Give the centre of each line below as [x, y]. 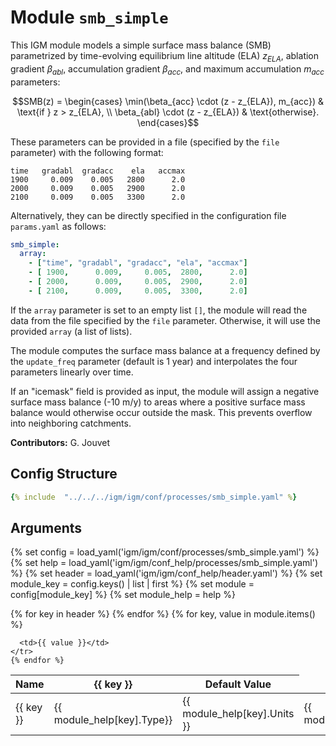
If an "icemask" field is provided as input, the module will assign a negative [165, 391]
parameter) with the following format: [87, 152]
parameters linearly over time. [72, 372]
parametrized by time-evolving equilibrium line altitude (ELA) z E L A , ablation [165, 56]
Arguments [46, 527]
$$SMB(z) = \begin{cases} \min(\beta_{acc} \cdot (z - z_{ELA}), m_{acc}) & [168, 101]
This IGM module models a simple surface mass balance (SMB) [141, 45]
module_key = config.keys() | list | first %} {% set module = [132, 584]
